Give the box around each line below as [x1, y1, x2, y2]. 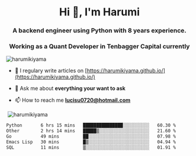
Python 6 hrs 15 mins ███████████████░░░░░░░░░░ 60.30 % [6, 122, 176, 129]
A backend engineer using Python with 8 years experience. [12, 27, 187, 35]
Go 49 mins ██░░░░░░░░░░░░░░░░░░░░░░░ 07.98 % [6, 133, 176, 139]
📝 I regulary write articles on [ [14, 67, 87, 74]
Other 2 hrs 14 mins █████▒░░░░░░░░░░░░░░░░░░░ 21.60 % [6, 128, 176, 134]
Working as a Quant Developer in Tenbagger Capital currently [9, 43, 190, 51]
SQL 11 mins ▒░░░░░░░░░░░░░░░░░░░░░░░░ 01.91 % [6, 144, 176, 150]
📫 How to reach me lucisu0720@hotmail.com [14, 97, 131, 104]
